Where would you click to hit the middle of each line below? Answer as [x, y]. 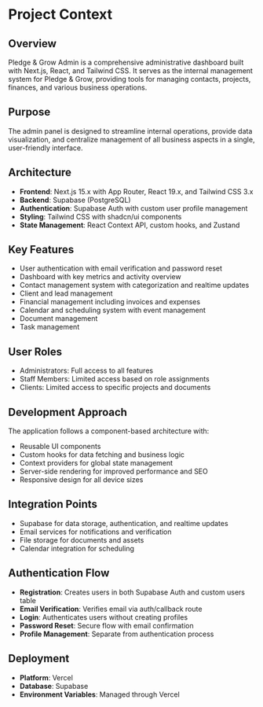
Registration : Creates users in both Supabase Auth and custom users [132, 592]
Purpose [29, 112]
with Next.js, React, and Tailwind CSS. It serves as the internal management [131, 71]
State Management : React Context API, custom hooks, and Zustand [130, 225]
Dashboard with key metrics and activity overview [100, 277]
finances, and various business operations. [78, 87]
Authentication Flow [59, 573]
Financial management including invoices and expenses [110, 302]
